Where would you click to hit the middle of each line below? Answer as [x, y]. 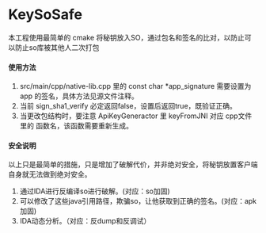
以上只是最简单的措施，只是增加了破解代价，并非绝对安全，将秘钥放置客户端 [133, 165]
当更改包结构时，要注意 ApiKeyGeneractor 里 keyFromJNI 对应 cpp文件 [136, 116]
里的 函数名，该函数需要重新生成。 [76, 126]
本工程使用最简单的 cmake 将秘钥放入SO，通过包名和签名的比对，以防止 [127, 37]
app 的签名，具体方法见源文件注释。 [79, 96]
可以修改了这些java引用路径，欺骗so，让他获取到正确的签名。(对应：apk [138, 201]
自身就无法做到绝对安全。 [50, 174]
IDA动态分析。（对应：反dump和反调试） [85, 221]
